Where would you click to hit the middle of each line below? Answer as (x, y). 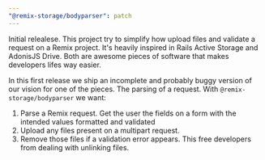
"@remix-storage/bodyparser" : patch (70, 16)
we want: (91, 97)
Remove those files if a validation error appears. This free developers (135, 139)
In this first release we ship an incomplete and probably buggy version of (130, 80)
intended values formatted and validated (88, 121)
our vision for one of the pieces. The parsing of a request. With (113, 89)
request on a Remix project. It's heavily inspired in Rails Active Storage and (133, 47)
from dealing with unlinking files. (75, 147)
